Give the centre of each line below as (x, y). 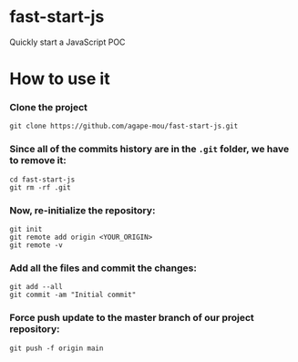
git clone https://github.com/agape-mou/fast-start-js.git (124, 126)
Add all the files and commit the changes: (103, 268)
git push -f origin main (57, 348)
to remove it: (38, 160)
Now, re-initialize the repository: (82, 210)
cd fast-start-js (42, 180)
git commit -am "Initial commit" (73, 295)
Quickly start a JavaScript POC (67, 42)
